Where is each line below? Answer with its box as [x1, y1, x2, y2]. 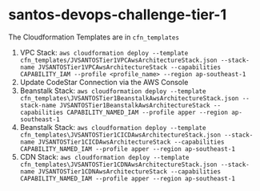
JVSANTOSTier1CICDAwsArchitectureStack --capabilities [38, 138, 225, 146]
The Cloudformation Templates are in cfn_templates [8, 32, 180, 42]
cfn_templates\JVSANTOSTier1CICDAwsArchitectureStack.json [19, 131, 222, 139]
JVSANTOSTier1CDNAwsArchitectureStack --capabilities [38, 167, 222, 176]
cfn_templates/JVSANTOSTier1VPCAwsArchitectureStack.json [19, 56, 218, 64]
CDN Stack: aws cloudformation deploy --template [19, 152, 190, 161]
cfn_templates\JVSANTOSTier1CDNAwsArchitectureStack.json [19, 161, 218, 169]
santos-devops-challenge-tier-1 [8, 6, 226, 24]
